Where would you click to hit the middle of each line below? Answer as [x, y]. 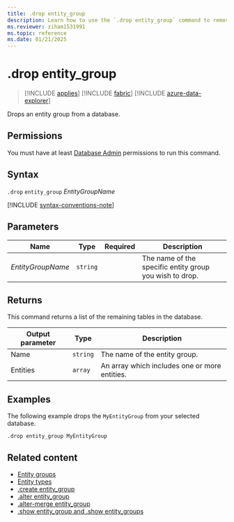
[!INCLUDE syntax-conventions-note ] [61, 205]
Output [38, 334]
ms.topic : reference [37, 33]
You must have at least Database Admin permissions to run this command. [114, 152]
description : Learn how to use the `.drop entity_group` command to [109, 20]
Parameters [33, 227]
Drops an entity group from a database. [64, 114]
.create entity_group [46, 489]
